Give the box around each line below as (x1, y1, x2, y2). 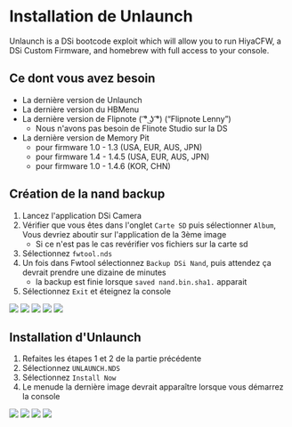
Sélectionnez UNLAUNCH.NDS (21, 363, 120, 374)
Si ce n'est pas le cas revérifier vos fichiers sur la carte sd (35, 238, 248, 249)
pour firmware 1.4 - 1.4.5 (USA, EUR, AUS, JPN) (35, 151, 210, 162)
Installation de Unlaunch (9, 6, 193, 27)
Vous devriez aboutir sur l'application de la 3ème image (21, 229, 227, 239)
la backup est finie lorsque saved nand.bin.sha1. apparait (35, 276, 247, 286)
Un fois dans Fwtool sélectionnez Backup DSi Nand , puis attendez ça (21, 257, 272, 268)
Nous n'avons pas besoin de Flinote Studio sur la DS (35, 123, 229, 133)
